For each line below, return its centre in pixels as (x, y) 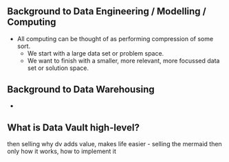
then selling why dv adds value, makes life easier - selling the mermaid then (115, 144)
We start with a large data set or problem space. (96, 53)
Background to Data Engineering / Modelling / (107, 11)
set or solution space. (58, 68)
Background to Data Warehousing (81, 89)
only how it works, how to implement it (62, 151)
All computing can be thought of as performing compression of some (115, 38)
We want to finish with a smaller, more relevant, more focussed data (123, 60)
